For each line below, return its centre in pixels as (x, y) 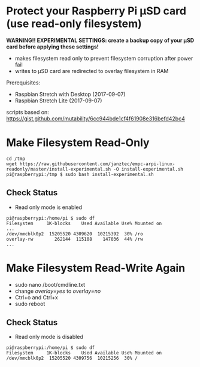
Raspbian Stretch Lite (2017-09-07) (58, 101)
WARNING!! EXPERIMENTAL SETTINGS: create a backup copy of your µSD (100, 40)
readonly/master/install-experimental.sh (59, 169)
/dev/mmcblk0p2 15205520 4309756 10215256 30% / (72, 358)
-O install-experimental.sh (149, 169)
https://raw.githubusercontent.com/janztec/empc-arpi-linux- (97, 164)
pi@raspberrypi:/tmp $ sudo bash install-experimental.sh (80, 174)
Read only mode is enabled (49, 207)
